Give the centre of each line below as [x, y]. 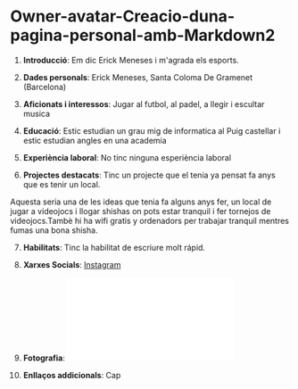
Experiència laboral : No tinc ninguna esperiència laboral [127, 157]
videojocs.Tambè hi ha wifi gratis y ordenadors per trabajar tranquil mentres [149, 220]
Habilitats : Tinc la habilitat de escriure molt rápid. [114, 247]
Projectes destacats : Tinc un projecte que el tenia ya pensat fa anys [149, 175]
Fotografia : [44, 358]
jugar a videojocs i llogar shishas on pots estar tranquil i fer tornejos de [141, 211]
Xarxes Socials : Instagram [72, 264]
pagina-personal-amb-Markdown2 [143, 35]
